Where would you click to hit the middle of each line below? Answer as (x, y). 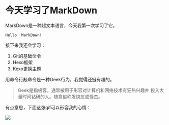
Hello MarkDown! (24, 35)
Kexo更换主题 (27, 69)
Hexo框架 (23, 62)
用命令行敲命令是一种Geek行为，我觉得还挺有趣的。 (60, 79)
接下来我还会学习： (25, 45)
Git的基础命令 (27, 56)
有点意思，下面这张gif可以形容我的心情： (48, 107)
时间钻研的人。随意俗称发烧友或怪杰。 (62, 97)
